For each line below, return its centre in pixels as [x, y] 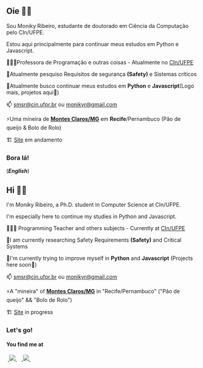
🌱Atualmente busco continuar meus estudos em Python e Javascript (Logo [100, 86]
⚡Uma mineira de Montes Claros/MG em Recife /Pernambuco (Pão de [94, 118]
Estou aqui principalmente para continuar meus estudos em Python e [92, 44]
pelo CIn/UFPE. [25, 32]
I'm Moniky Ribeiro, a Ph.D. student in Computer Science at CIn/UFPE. [94, 205]
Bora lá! [18, 157]
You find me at [25, 344]
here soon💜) [22, 264]
